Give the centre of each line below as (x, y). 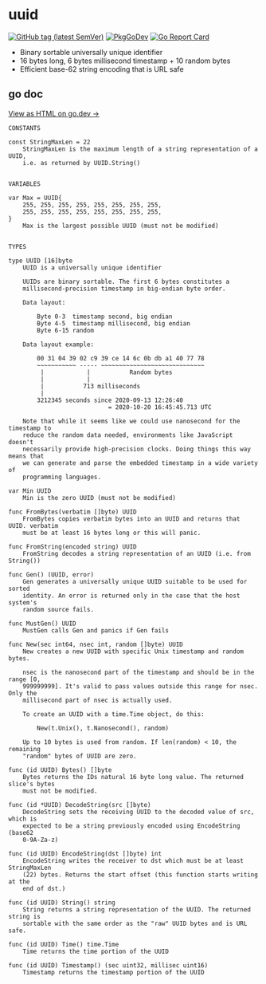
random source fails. (58, 609)
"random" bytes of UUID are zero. (80, 756)
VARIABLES (25, 184)
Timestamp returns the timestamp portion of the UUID (113, 972)
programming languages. (62, 477)
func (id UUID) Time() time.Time (64, 944)
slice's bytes (32, 784)
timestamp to (30, 428)
